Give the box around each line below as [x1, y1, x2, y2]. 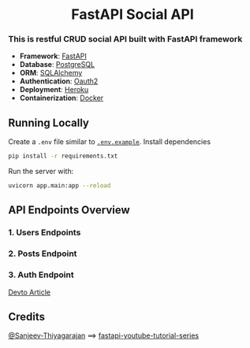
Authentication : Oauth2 [19, 76, 99, 86]
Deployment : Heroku [19, 85, 89, 94]
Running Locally [8, 116, 89, 129]
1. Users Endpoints [8, 227, 81, 238]
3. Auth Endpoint [8, 269, 74, 280]
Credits [8, 309, 46, 324]
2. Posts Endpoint [8, 248, 77, 259]
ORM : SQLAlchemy [19, 68, 83, 78]
